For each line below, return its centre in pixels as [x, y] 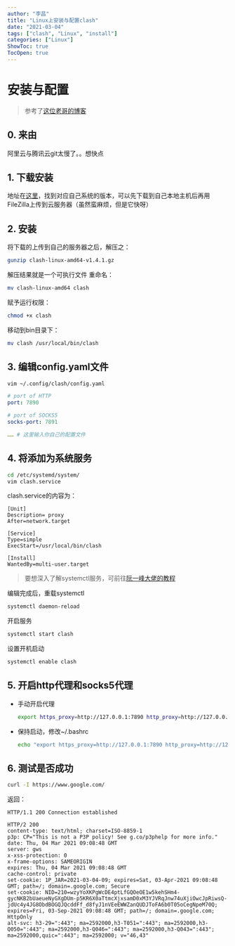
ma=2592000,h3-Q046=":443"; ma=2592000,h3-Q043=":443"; [132, 929]
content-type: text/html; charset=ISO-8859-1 [75, 831]
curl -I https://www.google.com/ [56, 785]
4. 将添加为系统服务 [50, 459]
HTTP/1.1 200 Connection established [62, 812]
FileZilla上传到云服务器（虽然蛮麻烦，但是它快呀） [80, 205]
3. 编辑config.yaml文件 [58, 367]
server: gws [25, 850]
